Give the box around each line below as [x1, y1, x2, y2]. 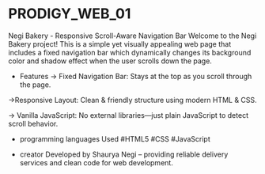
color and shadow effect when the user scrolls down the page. [8, 56, 212, 66]
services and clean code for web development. [19, 157, 174, 167]
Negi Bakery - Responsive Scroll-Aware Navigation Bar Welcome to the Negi [8, 31, 257, 40]
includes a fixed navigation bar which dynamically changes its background [8, 47, 252, 57]
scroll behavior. [8, 119, 59, 128]
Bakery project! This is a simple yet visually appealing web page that [8, 39, 232, 48]
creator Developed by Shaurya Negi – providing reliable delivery [19, 149, 229, 159]
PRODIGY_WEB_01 [8, 5, 131, 23]
